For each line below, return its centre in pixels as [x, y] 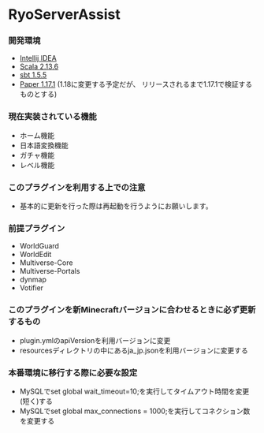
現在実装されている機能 [52, 117]
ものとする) [38, 94]
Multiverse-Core [46, 263]
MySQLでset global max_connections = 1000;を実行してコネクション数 [135, 411]
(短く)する [36, 401]
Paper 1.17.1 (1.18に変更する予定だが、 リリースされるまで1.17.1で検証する [136, 84]
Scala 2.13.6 [39, 67]
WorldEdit [35, 255]
